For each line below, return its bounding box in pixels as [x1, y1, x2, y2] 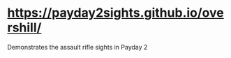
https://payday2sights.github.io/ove [7, 5, 225, 21]
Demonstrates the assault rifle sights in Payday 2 [7, 43, 148, 51]
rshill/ [7, 20, 42, 36]
